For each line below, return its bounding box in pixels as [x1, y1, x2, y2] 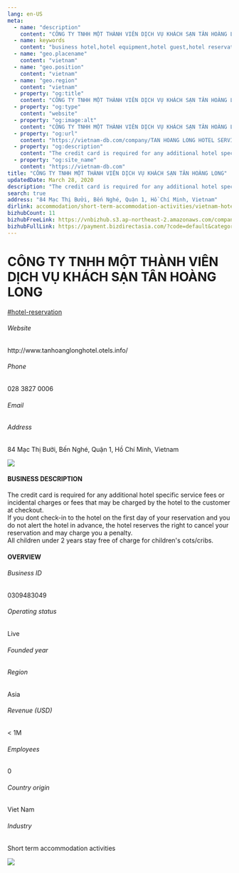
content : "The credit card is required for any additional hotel [20, 150, 218, 157]
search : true [7, 190, 46, 197]
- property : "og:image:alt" [14, 116, 97, 123]
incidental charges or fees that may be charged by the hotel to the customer [7, 498, 230, 507]
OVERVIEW [7, 552, 41, 561]
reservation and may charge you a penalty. [7, 528, 133, 537]
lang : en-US [7, 10, 43, 18]
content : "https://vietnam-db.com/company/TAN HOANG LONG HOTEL [20, 136, 215, 143]
